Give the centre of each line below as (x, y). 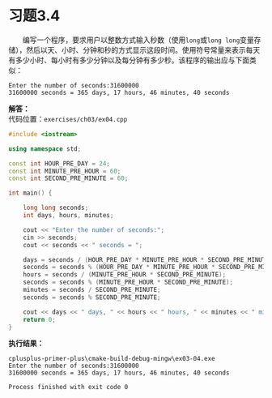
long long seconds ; (56, 208)
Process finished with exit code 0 (68, 387)
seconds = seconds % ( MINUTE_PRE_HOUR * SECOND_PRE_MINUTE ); (128, 282)
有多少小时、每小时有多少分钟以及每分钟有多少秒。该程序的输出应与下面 (129, 60)
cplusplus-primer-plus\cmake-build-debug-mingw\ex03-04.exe (112, 359)
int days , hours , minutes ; (68, 216)
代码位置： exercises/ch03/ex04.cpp (68, 118)
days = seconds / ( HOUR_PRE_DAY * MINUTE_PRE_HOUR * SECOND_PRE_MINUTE (146, 259)
